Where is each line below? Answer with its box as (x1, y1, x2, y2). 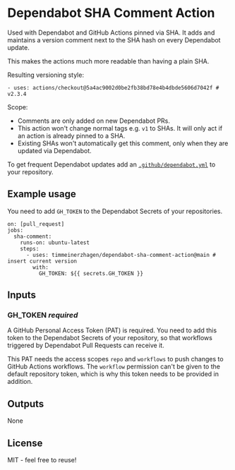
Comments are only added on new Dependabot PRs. (17, 116, 171, 125)
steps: (20, 245, 40, 252)
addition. (7, 378, 33, 386)
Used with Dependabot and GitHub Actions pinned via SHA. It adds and (7, 28, 215, 37)
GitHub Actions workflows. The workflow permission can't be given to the (7, 362, 221, 371)
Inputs (7, 289, 37, 301)
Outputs (7, 397, 44, 410)
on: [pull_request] (7, 220, 65, 227)
